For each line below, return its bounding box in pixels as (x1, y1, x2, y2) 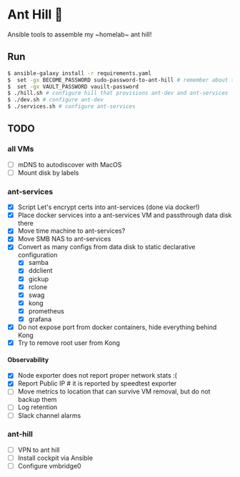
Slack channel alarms (17, 411, 81, 420)
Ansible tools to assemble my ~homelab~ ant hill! (7, 30, 152, 39)
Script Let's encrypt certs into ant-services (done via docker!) (17, 203, 200, 211)
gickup (28, 274, 49, 283)
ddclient (28, 266, 53, 275)
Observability (7, 355, 49, 363)
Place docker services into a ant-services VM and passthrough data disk (17, 211, 232, 220)
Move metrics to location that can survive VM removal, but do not (17, 387, 211, 396)
